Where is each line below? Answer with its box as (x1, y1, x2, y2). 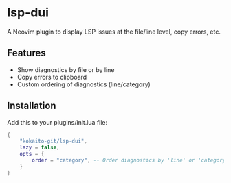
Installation (7, 100, 56, 112)
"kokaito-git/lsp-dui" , (19, 138, 88, 145)
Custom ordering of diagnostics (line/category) (16, 80, 151, 88)
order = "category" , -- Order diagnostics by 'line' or (32, 157, 195, 164)
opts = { (19, 151, 45, 158)
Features (7, 47, 46, 59)
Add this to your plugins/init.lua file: (7, 118, 108, 126)
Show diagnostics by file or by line (16, 65, 115, 73)
